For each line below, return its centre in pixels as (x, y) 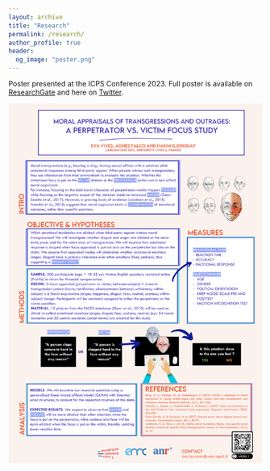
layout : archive (35, 17)
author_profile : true (45, 43)
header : (21, 51)
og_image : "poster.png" (55, 60)
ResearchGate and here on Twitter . (66, 92)
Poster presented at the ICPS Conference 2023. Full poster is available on (131, 84)
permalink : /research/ (46, 34)
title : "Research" (39, 25)
